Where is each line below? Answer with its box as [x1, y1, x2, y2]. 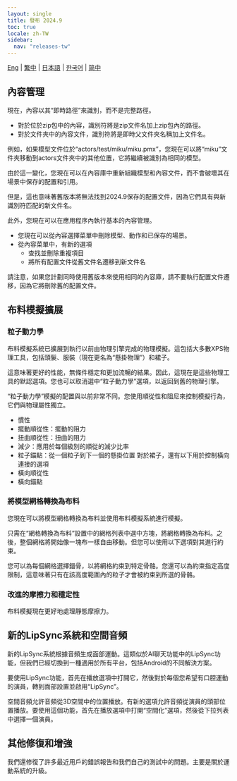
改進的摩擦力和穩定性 [7, 589, 80, 599]
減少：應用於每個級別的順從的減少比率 [17, 442, 129, 450]
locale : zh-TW [7, 30, 49, 37]
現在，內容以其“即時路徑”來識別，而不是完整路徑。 [7, 106, 155, 114]
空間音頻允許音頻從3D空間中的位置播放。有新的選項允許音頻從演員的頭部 [7, 697, 220, 706]
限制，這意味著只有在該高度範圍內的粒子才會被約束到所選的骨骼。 [7, 570, 199, 579]
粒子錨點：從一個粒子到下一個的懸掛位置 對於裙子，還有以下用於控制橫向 [17, 450, 230, 459]
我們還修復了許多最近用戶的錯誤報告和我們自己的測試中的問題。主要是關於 [7, 757, 224, 765]
